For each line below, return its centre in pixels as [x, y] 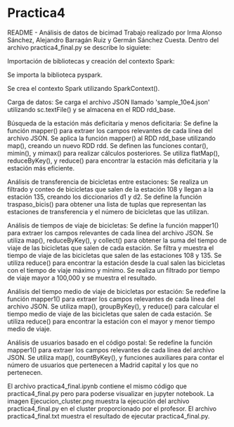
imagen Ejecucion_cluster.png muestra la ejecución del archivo [98, 401]
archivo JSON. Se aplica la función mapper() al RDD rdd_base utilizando [111, 138]
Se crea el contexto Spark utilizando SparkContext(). [84, 88]
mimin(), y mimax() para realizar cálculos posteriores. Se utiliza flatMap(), [113, 153]
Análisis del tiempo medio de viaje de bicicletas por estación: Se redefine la [117, 291]
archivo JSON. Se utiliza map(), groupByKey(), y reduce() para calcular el [113, 306]
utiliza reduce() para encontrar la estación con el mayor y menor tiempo [111, 321]
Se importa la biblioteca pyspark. [55, 75]
